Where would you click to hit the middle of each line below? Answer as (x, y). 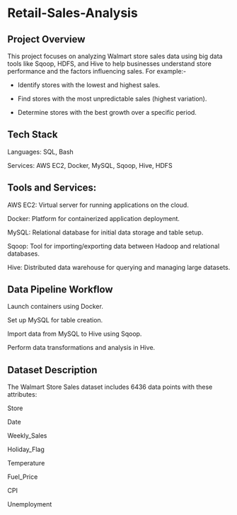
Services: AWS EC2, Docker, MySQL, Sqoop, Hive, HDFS (90, 165)
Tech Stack (33, 135)
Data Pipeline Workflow (60, 289)
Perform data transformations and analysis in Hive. (81, 348)
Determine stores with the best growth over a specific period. (107, 112)
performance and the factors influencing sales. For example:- (97, 71)
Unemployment (30, 504)
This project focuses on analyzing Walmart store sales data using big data (115, 56)
